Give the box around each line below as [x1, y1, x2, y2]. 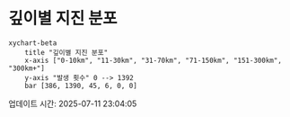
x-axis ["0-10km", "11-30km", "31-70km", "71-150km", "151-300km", [24, 56, 282, 65]
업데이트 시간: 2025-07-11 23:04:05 [8, 98, 137, 109]
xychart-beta [8, 38, 57, 48]
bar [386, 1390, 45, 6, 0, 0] [24, 81, 138, 90]
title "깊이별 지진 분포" [24, 48, 109, 57]
